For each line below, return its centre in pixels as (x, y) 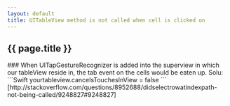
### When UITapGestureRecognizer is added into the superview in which (113, 65)
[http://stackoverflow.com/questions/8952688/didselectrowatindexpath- (112, 87)
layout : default (31, 14)
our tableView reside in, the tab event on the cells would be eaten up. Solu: (115, 73)
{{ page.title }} (40, 48)
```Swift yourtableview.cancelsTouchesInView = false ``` (87, 80)
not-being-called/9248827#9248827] (62, 95)
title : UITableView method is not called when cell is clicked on (106, 20)
